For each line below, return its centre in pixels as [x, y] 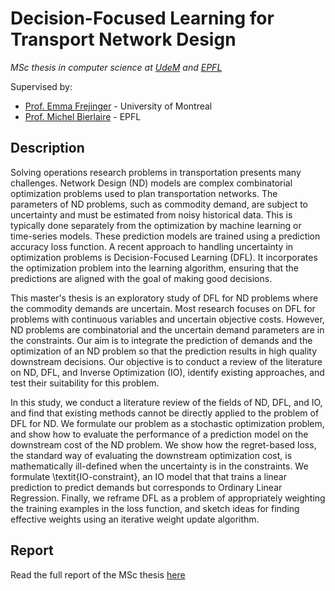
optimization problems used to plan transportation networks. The [144, 193]
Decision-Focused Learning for [142, 18]
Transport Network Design [123, 39]
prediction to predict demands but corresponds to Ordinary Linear [146, 487]
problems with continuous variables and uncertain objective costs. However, [167, 319]
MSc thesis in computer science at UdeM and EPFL [116, 67]
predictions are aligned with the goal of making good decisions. [141, 278]
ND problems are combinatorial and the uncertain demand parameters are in [167, 329]
